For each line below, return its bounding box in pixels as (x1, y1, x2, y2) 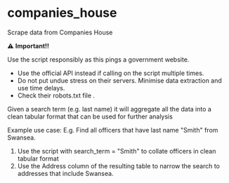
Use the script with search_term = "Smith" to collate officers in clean (17, 147, 216, 155)
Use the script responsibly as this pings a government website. (7, 55, 190, 64)
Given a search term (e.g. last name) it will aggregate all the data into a (7, 104, 212, 113)
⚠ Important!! (7, 41, 50, 50)
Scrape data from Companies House (7, 28, 113, 36)
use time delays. (17, 83, 65, 92)
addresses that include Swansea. (17, 169, 114, 177)
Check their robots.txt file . (17, 91, 96, 100)
